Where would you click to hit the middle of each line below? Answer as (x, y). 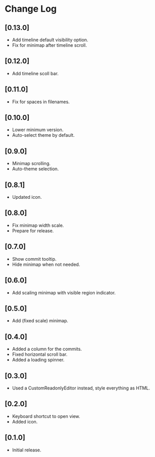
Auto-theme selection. (35, 169)
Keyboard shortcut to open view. (46, 416)
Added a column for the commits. (47, 349)
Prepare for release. (33, 231)
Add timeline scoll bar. (35, 73)
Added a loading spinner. (38, 360)
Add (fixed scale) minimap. (40, 321)
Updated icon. (27, 197)
